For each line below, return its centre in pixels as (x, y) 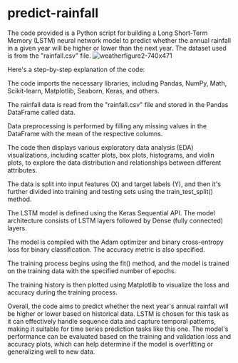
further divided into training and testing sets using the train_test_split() (110, 191)
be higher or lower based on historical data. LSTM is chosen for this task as (118, 313)
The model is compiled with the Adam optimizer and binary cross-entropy (116, 242)
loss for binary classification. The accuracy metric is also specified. (106, 249)
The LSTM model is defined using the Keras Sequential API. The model (111, 213)
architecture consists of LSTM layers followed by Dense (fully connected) (115, 220)
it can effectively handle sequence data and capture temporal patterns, (112, 321)
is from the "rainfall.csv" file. (49, 56)
